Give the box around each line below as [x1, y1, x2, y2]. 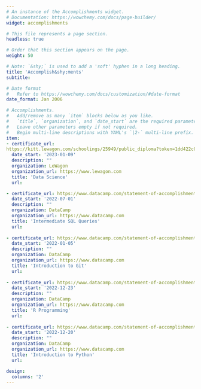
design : [6, 368, 26, 374]
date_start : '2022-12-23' [11, 285, 77, 291]
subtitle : [6, 74, 31, 81]
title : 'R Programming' [11, 307, 71, 313]
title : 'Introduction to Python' [11, 351, 95, 358]
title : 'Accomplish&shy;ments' [6, 69, 84, 75]
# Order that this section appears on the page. [6, 47, 130, 53]
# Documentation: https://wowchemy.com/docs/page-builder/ [6, 14, 157, 20]
